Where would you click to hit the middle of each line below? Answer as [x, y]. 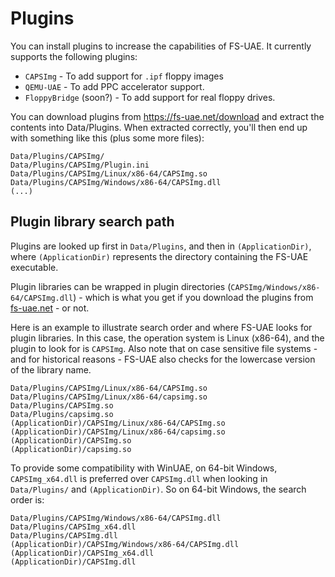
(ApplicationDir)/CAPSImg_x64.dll [82, 553]
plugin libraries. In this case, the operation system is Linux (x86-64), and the [167, 338]
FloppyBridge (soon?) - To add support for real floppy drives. [150, 97]
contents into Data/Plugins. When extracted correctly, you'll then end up [159, 127]
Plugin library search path [92, 222]
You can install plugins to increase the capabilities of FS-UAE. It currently [161, 46]
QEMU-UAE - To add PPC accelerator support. [114, 86]
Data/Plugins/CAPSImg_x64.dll [73, 527]
